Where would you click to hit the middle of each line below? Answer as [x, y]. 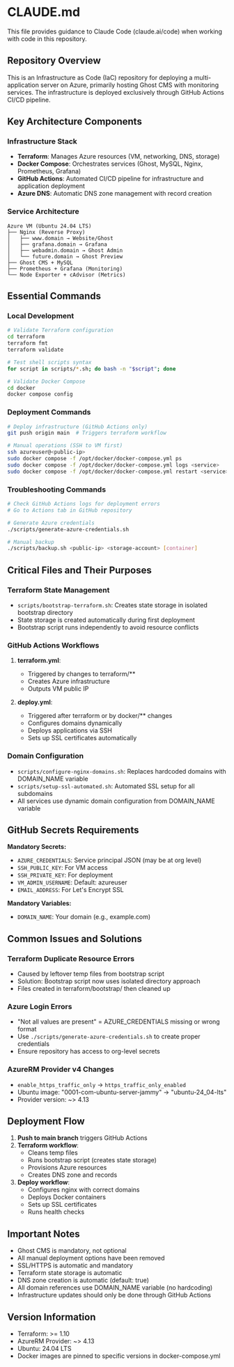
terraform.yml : [39, 661]
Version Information [52, 1317]
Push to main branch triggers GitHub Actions [82, 1138]
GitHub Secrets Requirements [73, 830]
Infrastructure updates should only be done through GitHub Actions [114, 1295]
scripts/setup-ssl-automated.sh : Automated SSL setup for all [106, 786]
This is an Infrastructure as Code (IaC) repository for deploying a [100, 77]
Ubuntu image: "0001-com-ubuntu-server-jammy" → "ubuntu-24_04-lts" [122, 1092]
